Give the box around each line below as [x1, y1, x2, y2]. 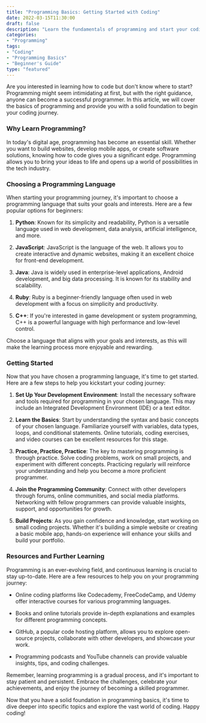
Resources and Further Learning [6, 552, 105, 561]
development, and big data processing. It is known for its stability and [15, 275, 191, 283]
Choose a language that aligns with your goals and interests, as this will [6, 337, 187, 344]
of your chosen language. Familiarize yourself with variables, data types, [15, 423, 199, 430]
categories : [6, 32, 37, 38]
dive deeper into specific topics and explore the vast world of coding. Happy [6, 703, 200, 710]
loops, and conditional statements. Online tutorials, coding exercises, [15, 429, 190, 437]
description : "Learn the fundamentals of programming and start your [6, 26, 188, 33]
